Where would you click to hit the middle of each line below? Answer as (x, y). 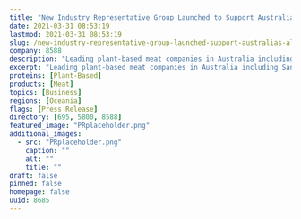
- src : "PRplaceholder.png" (70, 142)
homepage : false (39, 192)
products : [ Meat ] (42, 84)
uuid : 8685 (30, 201)
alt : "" (39, 159)
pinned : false (36, 184)
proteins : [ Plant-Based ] (56, 76)
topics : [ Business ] (46, 92)
